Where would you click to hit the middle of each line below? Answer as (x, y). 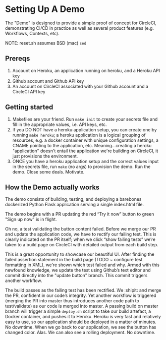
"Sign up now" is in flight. (31, 220)
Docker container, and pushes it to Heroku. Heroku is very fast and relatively (83, 317)
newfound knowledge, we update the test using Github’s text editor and (78, 270)
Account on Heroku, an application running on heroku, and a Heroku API (86, 70)
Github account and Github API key (48, 81)
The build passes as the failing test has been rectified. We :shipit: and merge (83, 290)
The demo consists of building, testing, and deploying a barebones (73, 199)
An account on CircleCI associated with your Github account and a (80, 86)
